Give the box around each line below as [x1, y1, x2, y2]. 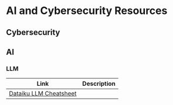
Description [82, 80, 116, 88]
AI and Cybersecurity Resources [6, 4, 168, 17]
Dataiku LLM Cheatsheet [9, 89, 77, 97]
